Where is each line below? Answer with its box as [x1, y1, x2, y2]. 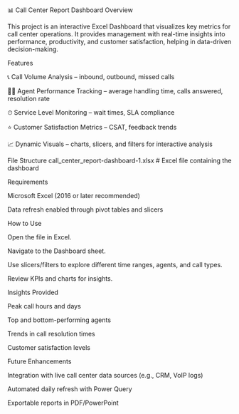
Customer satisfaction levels [7, 343, 91, 351]
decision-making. [7, 45, 59, 53]
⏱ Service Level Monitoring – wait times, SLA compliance [7, 108, 175, 116]
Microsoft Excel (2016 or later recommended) [7, 192, 141, 200]
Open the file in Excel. [7, 233, 72, 241]
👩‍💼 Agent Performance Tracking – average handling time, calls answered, [7, 87, 223, 95]
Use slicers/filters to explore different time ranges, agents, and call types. [7, 261, 223, 269]
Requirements [7, 177, 48, 186]
